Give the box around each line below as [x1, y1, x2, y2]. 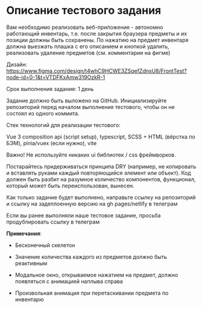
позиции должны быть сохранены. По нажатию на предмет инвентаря [6, 36, 189, 43]
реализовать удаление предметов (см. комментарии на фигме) [6, 49, 171, 56]
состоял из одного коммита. [6, 110, 80, 117]
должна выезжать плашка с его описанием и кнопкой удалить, [6, 43, 169, 50]
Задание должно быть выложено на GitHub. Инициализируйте [6, 97, 167, 104]
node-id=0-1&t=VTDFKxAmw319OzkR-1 [6, 73, 106, 81]
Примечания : [6, 229, 42, 237]
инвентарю [14, 296, 44, 303]
